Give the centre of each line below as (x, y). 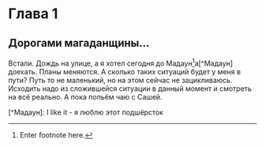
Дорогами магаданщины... (79, 43)
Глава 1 (33, 14)
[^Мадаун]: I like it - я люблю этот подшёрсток (86, 112)
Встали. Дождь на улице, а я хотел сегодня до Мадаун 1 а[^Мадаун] (121, 62)
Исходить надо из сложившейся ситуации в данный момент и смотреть (130, 89)
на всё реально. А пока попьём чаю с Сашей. (86, 96)
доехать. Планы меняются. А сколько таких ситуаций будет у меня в (125, 71)
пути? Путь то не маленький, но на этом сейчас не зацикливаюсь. (120, 80)
